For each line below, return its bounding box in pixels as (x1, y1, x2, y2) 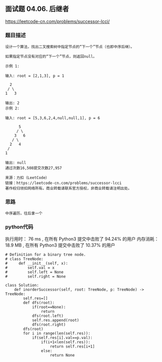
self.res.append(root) (31, 317, 79, 322)
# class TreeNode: (5, 256, 43, 261)
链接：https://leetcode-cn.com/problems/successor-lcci (5, 180, 122, 186)
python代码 (5, 223, 33, 230)
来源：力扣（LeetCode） (5, 175, 49, 180)
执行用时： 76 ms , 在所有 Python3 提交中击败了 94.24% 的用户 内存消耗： (5, 235, 159, 241)
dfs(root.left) (31, 313, 64, 318)
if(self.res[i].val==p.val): (31, 335, 93, 340)
